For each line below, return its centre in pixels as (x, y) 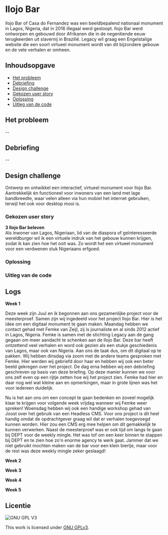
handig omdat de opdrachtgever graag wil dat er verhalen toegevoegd (78, 419)
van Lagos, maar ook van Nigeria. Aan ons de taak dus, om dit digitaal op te (83, 351)
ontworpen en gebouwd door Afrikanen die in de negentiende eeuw (75, 34)
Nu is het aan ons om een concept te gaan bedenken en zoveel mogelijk (80, 398)
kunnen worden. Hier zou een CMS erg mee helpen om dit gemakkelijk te (81, 424)
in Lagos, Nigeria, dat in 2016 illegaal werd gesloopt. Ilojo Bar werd (74, 28)
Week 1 (13, 304)
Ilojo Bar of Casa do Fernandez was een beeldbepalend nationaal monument (84, 23)
